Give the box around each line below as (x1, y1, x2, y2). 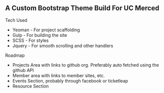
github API (12, 67, 34, 73)
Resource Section (12, 83, 49, 89)
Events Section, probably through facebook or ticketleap (12, 78, 128, 84)
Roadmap (5, 52, 25, 58)
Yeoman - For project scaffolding (12, 27, 81, 33)
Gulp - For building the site (12, 32, 67, 38)
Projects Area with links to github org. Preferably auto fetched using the (12, 62, 159, 68)
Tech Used (5, 17, 27, 23)
